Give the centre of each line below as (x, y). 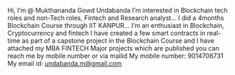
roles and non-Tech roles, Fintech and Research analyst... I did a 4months (116, 18)
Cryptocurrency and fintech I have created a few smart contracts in (106, 33)
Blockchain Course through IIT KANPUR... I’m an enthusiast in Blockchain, (116, 25)
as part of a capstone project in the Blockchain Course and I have (118, 41)
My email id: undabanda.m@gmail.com (65, 63)
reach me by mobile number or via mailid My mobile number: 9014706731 (115, 56)
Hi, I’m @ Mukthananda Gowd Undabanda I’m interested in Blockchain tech (118, 10)
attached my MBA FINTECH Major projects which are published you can (113, 48)
